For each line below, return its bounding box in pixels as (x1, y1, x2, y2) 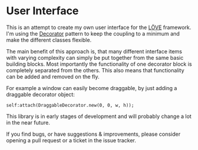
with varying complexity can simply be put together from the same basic (6, 54, 184, 61)
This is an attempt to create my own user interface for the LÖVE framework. (6, 24, 191, 31)
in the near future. (6, 119, 51, 126)
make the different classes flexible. (6, 36, 92, 43)
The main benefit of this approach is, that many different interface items (6, 47, 183, 55)
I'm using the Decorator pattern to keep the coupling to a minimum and (6, 30, 180, 37)
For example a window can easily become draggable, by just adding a (6, 84, 177, 91)
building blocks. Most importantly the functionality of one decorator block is (6, 60, 192, 68)
